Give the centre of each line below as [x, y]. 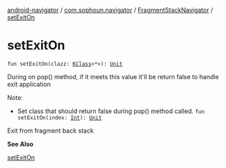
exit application [29, 84]
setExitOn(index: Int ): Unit [59, 117]
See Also [20, 144]
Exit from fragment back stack [50, 131]
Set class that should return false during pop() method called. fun [111, 111]
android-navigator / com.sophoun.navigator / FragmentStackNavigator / [110, 10]
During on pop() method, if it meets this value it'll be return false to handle [113, 76]
